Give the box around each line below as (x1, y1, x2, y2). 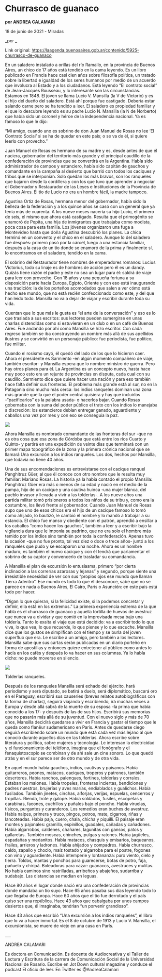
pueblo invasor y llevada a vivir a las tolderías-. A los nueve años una (5, 491, 143, 498)
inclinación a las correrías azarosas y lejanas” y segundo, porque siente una (5, 568, 157, 574)
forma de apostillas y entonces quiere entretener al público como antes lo (5, 644, 152, 651)
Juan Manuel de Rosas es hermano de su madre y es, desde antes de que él (5, 148, 157, 153)
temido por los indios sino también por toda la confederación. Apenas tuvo (5, 533, 154, 539)
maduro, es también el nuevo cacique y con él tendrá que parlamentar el (5, 548, 150, 554)
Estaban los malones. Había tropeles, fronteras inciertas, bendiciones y (5, 780, 147, 786)
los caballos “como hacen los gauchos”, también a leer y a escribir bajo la (5, 522, 152, 528)
